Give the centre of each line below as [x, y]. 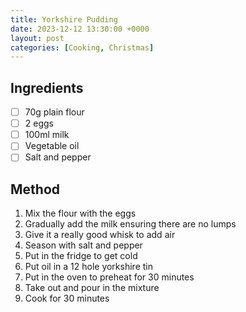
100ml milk [47, 135]
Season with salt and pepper [83, 245]
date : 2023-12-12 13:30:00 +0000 [80, 29]
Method [35, 189]
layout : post [37, 38]
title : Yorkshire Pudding [64, 19]
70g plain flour [54, 112]
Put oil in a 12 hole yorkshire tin [88, 267]
